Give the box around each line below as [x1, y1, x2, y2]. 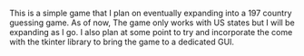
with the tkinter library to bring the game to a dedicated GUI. [9, 36, 234, 47]
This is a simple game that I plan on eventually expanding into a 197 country [9, 8, 292, 18]
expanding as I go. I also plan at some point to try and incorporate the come [9, 27, 293, 37]
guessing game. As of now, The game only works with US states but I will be [9, 17, 295, 28]
